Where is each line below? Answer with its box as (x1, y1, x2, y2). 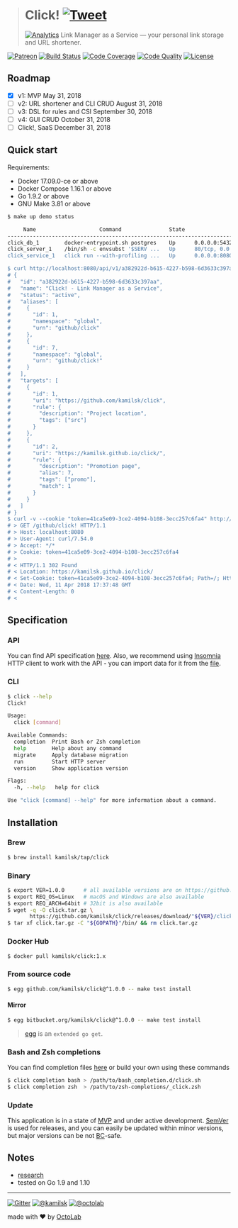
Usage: (7, 713, 27, 720)
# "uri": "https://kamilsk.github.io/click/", (7, 450, 166, 457)
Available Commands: (7, 732, 69, 739)
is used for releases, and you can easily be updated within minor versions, (7, 1124, 225, 1132)
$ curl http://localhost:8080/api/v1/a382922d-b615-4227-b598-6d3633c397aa (7, 265, 236, 272)
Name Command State (23, 225, 186, 233)
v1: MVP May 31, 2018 (17, 91, 81, 99)
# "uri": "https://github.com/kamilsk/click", (7, 397, 166, 404)
